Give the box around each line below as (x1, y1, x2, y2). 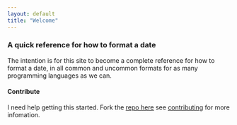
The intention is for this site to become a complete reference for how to (7, 56, 215, 64)
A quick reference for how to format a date (7, 40, 156, 50)
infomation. (7, 111, 40, 119)
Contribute (7, 88, 40, 96)
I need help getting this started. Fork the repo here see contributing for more (7, 103, 230, 112)
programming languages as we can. (7, 71, 112, 80)
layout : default (7, 10, 55, 18)
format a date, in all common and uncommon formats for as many (7, 64, 198, 72)
